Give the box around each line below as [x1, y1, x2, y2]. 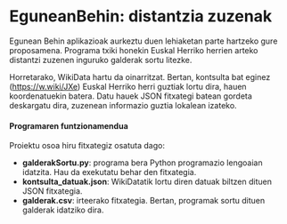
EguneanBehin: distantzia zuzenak [9, 6, 273, 27]
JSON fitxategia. [21, 186, 83, 196]
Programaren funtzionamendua [9, 120, 129, 131]
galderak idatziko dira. [21, 204, 104, 215]
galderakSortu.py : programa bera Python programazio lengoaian [21, 157, 263, 168]
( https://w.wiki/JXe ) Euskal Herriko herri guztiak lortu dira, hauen [9, 81, 247, 92]
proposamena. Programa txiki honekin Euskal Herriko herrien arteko [9, 44, 258, 55]
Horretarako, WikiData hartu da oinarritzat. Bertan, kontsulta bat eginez [9, 71, 271, 82]
